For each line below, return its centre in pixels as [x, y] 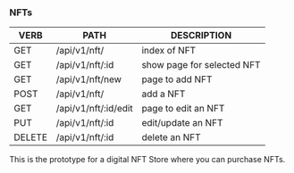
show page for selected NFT [201, 65]
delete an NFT [171, 137]
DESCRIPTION [201, 36]
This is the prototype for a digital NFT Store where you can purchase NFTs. [147, 160]
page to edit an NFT [183, 109]
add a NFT [164, 94]
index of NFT [169, 51]
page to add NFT [177, 79]
